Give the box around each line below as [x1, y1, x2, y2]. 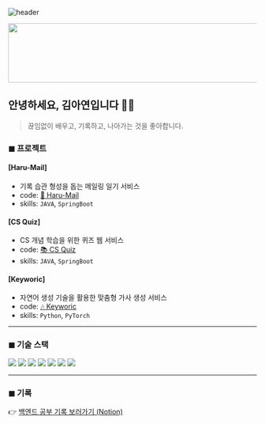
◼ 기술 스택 [8, 339, 49, 350]
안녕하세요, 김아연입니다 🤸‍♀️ [8, 99, 136, 112]
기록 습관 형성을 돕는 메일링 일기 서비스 [19, 181, 140, 191]
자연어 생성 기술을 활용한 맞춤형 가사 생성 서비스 [19, 293, 167, 302]
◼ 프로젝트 [8, 142, 47, 153]
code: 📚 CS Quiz [19, 245, 77, 255]
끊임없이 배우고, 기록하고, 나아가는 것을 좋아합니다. [27, 121, 184, 131]
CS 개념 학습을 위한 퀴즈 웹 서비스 [19, 236, 125, 245]
